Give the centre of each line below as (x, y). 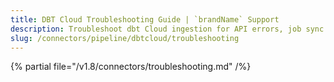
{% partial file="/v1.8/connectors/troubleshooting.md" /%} (131, 67)
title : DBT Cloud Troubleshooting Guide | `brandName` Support (145, 19)
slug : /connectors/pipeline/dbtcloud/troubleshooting (125, 38)
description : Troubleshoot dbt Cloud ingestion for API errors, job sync (167, 29)
